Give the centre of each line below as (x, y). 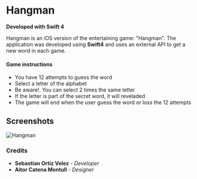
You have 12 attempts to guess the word (63, 77)
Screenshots (30, 121)
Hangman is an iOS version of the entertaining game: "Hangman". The (91, 38)
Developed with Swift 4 (35, 27)
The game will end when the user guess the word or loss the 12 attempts (103, 102)
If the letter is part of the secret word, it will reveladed (80, 96)
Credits (17, 150)
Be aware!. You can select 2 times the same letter (75, 90)
